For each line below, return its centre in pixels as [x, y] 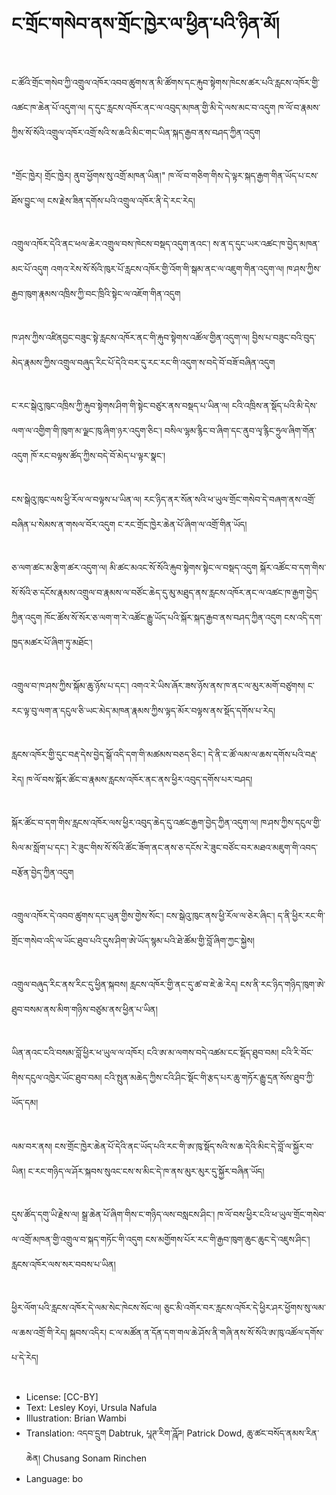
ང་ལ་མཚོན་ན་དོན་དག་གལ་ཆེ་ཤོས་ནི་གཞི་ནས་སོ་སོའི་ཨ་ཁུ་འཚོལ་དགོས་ [216, 1333]
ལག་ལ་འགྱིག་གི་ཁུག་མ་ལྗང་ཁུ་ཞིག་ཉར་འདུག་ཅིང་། [87, 431]
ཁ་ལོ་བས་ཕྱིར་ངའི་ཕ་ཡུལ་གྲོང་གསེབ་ [272, 1215]
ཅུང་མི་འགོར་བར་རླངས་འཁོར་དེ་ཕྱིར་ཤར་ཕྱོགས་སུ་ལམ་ [244, 1308]
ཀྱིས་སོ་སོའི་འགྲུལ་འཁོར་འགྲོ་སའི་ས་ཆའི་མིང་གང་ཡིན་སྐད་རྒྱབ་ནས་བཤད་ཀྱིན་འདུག [136, 132]
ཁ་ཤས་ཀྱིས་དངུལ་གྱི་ [291, 823]
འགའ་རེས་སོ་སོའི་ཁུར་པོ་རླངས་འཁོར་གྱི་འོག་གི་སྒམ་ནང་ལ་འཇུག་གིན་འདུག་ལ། [167, 269]
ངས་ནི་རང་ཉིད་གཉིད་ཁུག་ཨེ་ [283, 984]
